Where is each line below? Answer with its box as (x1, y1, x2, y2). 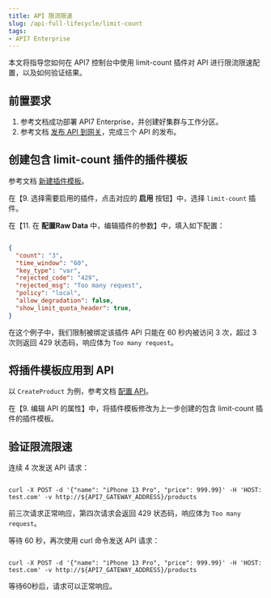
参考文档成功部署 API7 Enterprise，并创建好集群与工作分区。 (19, 117, 223, 126)
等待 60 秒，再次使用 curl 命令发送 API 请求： (8, 536, 160, 545)
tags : (8, 27, 27, 35)
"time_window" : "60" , (15, 258, 89, 267)
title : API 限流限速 (8, 11, 73, 20)
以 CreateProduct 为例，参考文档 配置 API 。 (8, 387, 154, 396)
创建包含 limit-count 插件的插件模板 (8, 153, 188, 167)
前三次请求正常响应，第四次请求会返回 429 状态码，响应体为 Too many (8, 508, 241, 519)
